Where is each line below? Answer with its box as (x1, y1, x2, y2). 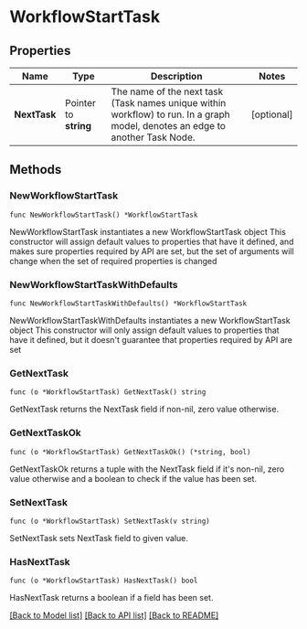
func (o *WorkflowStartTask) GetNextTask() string (9, 388, 206, 397)
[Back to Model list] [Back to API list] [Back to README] (9, 610, 219, 621)
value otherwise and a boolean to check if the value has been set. (9, 473, 258, 484)
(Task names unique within (111, 97, 227, 109)
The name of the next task (111, 85, 224, 98)
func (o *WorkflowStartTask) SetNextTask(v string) (9, 517, 210, 526)
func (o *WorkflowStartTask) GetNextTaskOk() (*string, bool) (9, 447, 251, 456)
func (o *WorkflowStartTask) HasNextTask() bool (9, 576, 198, 586)
